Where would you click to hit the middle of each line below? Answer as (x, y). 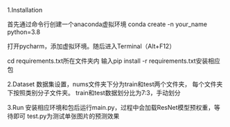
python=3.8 (24, 32)
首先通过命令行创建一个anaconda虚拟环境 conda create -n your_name (107, 24)
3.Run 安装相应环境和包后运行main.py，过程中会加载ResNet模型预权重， (111, 107)
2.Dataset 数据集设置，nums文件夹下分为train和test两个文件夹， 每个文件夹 (115, 84)
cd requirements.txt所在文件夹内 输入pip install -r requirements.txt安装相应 (114, 61)
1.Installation (25, 10)
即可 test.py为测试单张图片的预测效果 (66, 116)
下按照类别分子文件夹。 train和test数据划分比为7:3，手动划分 (94, 93)
